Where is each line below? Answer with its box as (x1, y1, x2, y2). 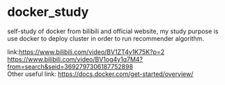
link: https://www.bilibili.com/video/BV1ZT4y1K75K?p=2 (7, 48, 165, 56)
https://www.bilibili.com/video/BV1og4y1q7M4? (7, 55, 143, 63)
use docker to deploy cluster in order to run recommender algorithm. (7, 34, 204, 42)
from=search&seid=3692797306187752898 (7, 62, 134, 70)
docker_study (7, 4, 89, 20)
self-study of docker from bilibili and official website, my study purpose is (7, 27, 219, 35)
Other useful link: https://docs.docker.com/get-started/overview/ (7, 70, 194, 78)
